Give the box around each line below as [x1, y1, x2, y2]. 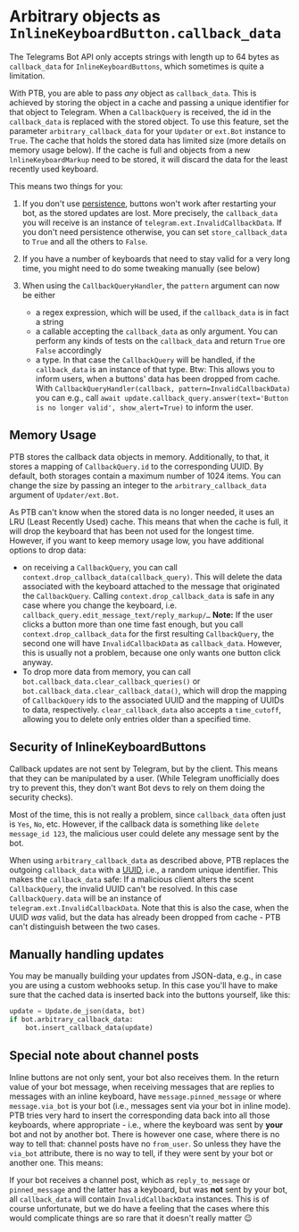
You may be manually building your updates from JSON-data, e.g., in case [9, 970, 283, 981]
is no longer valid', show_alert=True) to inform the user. [35, 402, 253, 412]
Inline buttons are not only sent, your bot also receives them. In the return [9, 1071, 279, 1082]
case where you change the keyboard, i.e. [21, 600, 177, 611]
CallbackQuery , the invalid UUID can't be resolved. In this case [9, 883, 238, 894]
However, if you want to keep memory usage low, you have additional [9, 535, 265, 545]
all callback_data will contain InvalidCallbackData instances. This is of [9, 1194, 270, 1204]
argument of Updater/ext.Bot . [9, 489, 119, 500]
